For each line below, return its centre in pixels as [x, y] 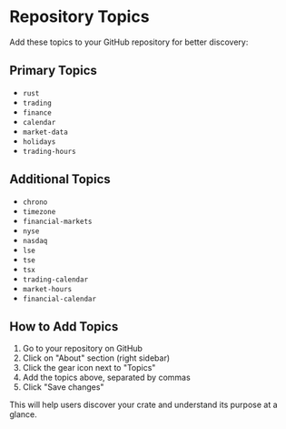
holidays [39, 142]
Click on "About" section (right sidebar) [96, 358]
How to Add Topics [64, 327]
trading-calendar [55, 280]
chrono [35, 202]
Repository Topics [79, 17]
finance [37, 112]
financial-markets [57, 221]
